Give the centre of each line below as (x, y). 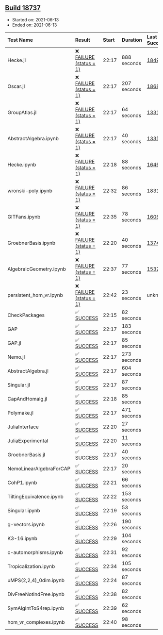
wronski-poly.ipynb (30, 190)
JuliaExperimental (28, 440)
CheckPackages (26, 315)
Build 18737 (23, 8)
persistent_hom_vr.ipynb (35, 295)
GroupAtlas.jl (22, 112)
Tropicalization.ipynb (31, 566)
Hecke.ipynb (22, 165)
